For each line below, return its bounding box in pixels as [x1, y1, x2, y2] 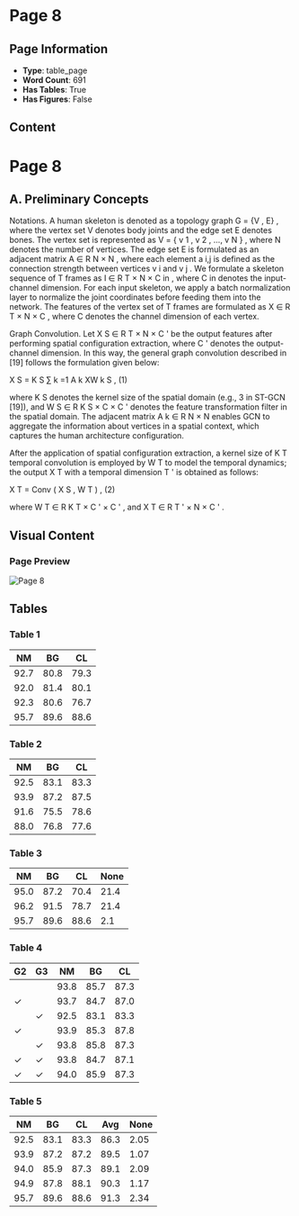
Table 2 [9, 737, 42, 750]
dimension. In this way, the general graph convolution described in [40, 347, 287, 358]
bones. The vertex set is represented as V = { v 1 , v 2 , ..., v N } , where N [9, 235, 281, 246]
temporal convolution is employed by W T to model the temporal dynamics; [9, 457, 287, 468]
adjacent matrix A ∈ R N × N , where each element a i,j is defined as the [9, 254, 276, 265]
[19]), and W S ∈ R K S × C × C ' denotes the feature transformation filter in [9, 401, 287, 412]
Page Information [9, 41, 109, 57]
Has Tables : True [22, 85, 87, 95]
